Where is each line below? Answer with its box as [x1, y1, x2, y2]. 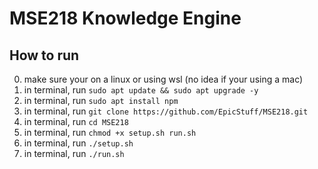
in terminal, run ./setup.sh [23, 137, 134, 149]
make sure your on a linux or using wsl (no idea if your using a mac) [23, 73, 304, 85]
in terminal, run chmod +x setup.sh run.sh [23, 127, 197, 138]
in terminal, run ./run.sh [23, 148, 125, 159]
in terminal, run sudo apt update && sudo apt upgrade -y [23, 84, 259, 96]
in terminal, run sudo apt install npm [23, 95, 179, 106]
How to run [9, 47, 80, 64]
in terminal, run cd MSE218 [23, 116, 129, 127]
